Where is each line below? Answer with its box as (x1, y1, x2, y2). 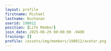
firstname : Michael (5, 12, 45, 17)
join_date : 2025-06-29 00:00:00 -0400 (5, 30, 84, 34)
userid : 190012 (5, 20, 36, 26)
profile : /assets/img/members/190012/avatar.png (5, 39, 107, 44)
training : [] (5, 34, 32, 39)
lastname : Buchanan (5, 16, 45, 21)
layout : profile (5, 7, 38, 12)
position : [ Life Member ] (5, 25, 56, 30)
